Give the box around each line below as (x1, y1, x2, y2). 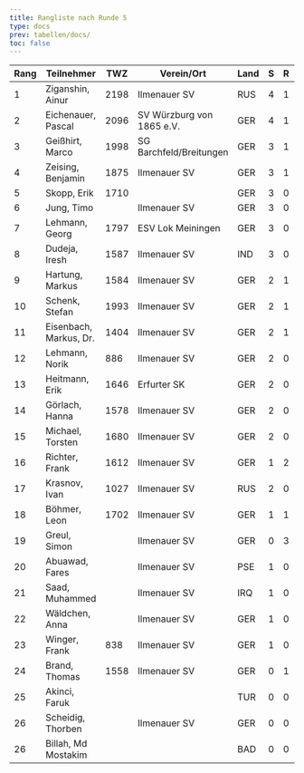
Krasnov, (44, 477, 84, 489)
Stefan (44, 305, 74, 318)
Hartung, (44, 268, 83, 281)
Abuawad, (44, 555, 89, 567)
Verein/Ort (159, 67, 206, 80)
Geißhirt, (44, 135, 82, 148)
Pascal (44, 120, 74, 132)
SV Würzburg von (137, 109, 214, 121)
